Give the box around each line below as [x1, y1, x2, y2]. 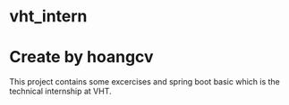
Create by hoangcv [9, 47, 154, 68]
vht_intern [9, 6, 88, 27]
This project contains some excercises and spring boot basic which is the [9, 77, 280, 87]
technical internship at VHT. [9, 86, 112, 97]
